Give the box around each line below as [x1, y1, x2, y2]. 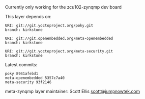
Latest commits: [5, 62, 38, 68]
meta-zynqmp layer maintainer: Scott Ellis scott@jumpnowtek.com [5, 88, 140, 94]
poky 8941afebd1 [5, 71, 38, 76]
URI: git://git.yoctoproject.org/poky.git [5, 23, 93, 28]
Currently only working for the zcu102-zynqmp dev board [5, 4, 122, 10]
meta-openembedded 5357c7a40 [5, 75, 65, 80]
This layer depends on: [5, 14, 52, 19]
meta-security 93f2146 [5, 80, 52, 85]
